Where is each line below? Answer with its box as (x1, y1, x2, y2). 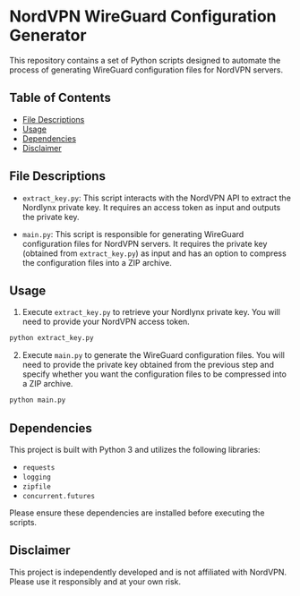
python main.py (9, 396, 66, 404)
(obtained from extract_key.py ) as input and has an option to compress (21, 248, 287, 259)
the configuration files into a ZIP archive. (21, 257, 173, 268)
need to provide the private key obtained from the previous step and (21, 360, 275, 370)
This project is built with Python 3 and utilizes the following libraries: (9, 444, 261, 455)
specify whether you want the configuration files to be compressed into (21, 369, 287, 379)
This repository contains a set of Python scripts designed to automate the (9, 55, 281, 65)
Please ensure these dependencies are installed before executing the (9, 507, 265, 518)
